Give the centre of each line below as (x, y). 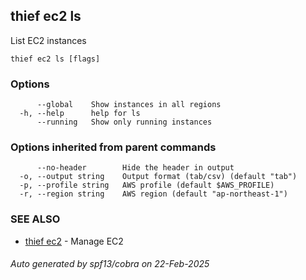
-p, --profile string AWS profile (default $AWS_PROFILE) (147, 185)
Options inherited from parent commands (113, 147)
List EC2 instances (48, 40)
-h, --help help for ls (80, 114)
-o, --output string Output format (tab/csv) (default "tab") (158, 177)
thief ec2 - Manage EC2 (74, 241)
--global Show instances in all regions (129, 105)
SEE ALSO (35, 219)
